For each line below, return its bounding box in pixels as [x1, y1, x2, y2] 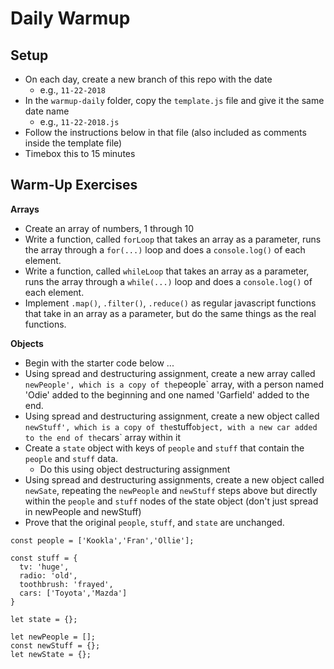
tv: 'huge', [19, 562, 70, 572]
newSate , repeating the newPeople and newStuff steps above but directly [24, 484, 318, 496]
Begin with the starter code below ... [24, 357, 175, 369]
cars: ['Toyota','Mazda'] [19, 588, 128, 598]
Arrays [10, 203, 40, 215]
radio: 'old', [19, 570, 78, 581]
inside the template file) [24, 137, 123, 149]
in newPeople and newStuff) [24, 505, 142, 517]
